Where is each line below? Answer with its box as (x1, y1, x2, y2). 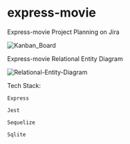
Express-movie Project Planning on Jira (7, 28, 120, 36)
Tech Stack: (7, 81, 41, 89)
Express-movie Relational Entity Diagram (7, 54, 123, 63)
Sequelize (7, 119, 36, 126)
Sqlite (7, 131, 26, 138)
